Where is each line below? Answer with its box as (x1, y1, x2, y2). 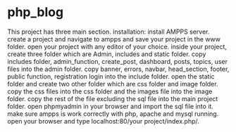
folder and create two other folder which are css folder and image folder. (7, 79, 218, 88)
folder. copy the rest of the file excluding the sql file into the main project (7, 94, 218, 103)
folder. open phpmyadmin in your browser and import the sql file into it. (7, 102, 213, 110)
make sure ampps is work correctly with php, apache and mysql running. (7, 110, 219, 118)
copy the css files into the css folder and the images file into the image (7, 87, 213, 95)
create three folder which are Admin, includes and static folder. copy (7, 50, 206, 58)
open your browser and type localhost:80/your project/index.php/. (7, 117, 199, 125)
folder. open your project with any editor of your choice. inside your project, (7, 42, 228, 51)
